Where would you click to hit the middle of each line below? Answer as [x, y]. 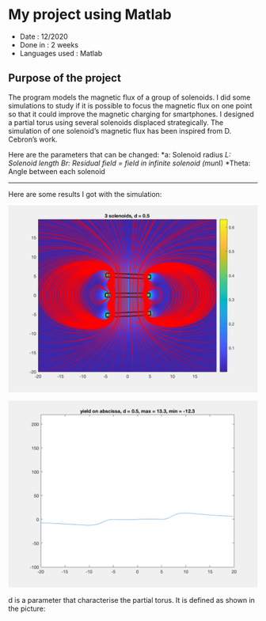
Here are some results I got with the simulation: [85, 194]
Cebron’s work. [33, 139]
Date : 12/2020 [44, 36]
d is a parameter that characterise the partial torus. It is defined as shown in [132, 600]
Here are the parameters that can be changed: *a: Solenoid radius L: [120, 154]
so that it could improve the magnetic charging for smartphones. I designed [131, 114]
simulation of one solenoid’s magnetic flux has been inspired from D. [120, 131]
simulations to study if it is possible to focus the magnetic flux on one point [130, 105]
